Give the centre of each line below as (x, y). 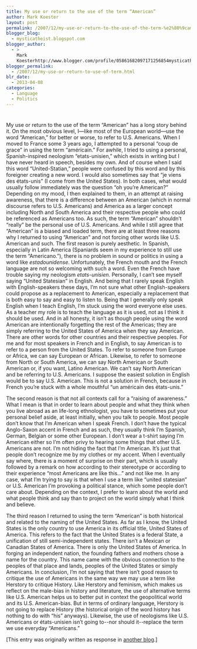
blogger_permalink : (30, 66)
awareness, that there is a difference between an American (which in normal (98, 200)
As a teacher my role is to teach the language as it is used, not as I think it (95, 312)
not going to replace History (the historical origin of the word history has (93, 609)
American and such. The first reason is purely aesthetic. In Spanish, (88, 243)
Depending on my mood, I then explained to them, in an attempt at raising (95, 193)
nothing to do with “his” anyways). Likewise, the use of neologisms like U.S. (97, 616)
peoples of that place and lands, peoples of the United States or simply (92, 566)
